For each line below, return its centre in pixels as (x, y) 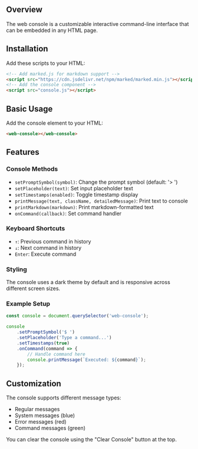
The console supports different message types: (64, 398)
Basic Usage (29, 109)
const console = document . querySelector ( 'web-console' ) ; (77, 316)
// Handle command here (56, 354)
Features (23, 152)
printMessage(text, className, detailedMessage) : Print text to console (101, 201)
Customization (34, 383)
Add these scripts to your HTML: (46, 63)
